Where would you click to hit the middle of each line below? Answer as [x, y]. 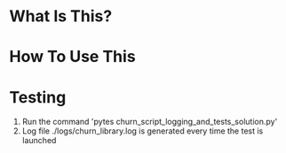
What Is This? [61, 16]
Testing [38, 97]
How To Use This [72, 57]
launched [39, 141]
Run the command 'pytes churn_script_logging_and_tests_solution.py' [150, 122]
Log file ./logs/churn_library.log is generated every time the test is [143, 131]
